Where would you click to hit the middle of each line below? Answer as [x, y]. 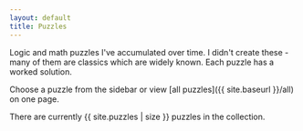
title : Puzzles [38, 26]
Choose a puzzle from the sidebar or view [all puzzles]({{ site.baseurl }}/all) [152, 89]
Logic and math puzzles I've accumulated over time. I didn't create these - [149, 52]
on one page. [34, 99]
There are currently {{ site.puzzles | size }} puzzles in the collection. [137, 116]
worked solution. [41, 71]
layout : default [40, 18]
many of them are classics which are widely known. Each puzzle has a [142, 62]
